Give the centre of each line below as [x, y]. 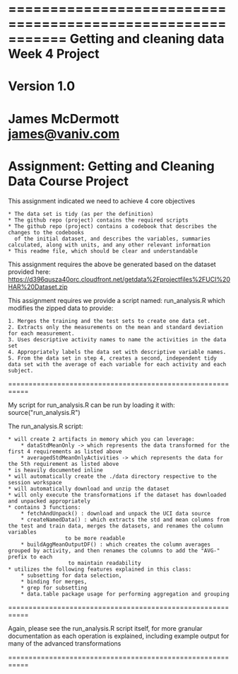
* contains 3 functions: [44, 507]
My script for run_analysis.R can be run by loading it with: [91, 405]
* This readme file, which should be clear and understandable [103, 251]
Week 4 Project [54, 54]
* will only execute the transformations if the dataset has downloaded [117, 495]
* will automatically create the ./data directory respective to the [113, 476]
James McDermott [64, 119]
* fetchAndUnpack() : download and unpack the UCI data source [116, 513]
